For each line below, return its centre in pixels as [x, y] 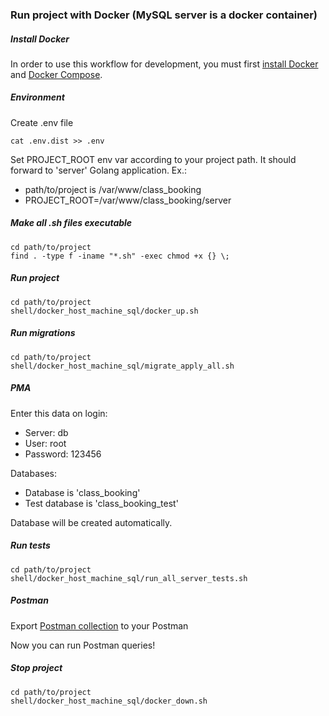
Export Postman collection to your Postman [99, 625]
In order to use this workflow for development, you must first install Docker [164, 64]
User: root [45, 443]
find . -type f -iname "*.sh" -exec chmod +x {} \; [120, 256]
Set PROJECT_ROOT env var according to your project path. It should [153, 159]
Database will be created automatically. [91, 522]
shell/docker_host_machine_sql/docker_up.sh [104, 311]
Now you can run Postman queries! [83, 645]
